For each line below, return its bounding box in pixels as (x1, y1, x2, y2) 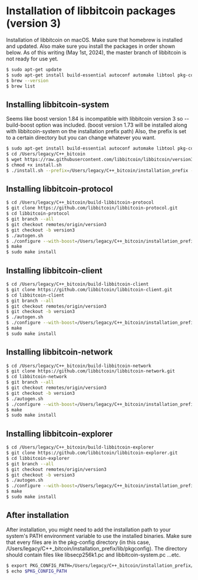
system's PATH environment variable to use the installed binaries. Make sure (6, 532, 192, 539)
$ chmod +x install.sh (6, 162, 62, 168)
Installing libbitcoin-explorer (6, 428, 113, 439)
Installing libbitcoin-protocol (6, 184, 113, 194)
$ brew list (6, 83, 35, 89)
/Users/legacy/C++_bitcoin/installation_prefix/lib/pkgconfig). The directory (6, 544, 187, 552)
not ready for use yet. (6, 55, 59, 62)
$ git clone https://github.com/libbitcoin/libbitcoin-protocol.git (6, 205, 178, 211)
